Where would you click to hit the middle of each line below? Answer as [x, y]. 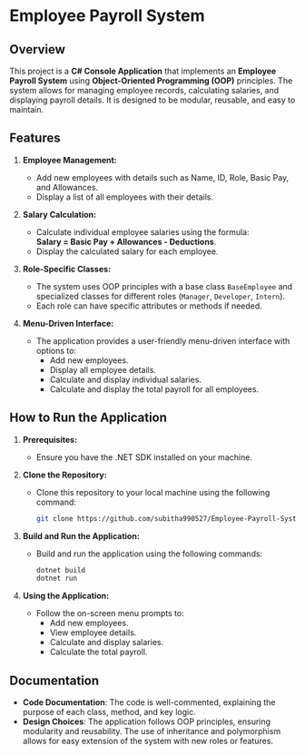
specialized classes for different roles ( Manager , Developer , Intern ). [161, 296]
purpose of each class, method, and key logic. [109, 712]
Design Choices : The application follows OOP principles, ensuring [146, 721]
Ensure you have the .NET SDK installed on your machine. [144, 457]
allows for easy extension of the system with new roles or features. [148, 741]
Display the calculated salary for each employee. [127, 251]
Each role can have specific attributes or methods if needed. [149, 306]
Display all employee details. [103, 369]
